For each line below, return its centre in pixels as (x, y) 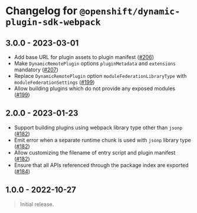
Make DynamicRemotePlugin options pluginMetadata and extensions (95, 63)
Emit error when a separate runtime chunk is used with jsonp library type (102, 140)
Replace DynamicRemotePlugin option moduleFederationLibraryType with (100, 76)
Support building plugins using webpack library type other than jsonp (98, 127)
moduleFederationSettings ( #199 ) (54, 82)
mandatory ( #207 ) (36, 70)
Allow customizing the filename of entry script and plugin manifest (95, 152)
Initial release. (37, 204)
